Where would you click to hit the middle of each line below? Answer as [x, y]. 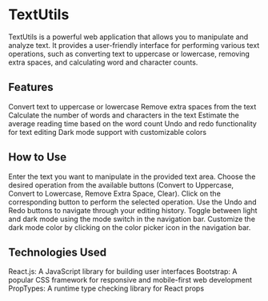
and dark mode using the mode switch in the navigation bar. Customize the [132, 219]
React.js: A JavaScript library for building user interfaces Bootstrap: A [123, 271]
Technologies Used [57, 252]
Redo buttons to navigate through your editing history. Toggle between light [133, 210]
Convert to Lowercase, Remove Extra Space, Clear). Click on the [115, 193]
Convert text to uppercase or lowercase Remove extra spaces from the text [132, 106]
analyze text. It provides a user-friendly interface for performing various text [134, 45]
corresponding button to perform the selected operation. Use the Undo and [133, 202]
